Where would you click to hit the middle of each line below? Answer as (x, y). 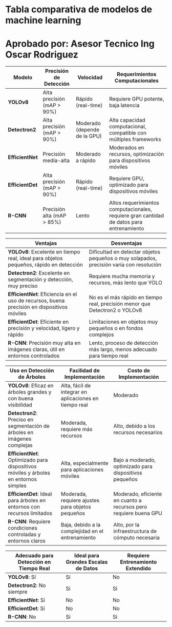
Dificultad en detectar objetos (124, 252)
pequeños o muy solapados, (123, 259)
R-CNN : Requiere (29, 522)
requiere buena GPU (138, 513)
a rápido (86, 161)
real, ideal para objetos (35, 259)
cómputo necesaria (137, 538)
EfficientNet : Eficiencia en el (42, 295)
